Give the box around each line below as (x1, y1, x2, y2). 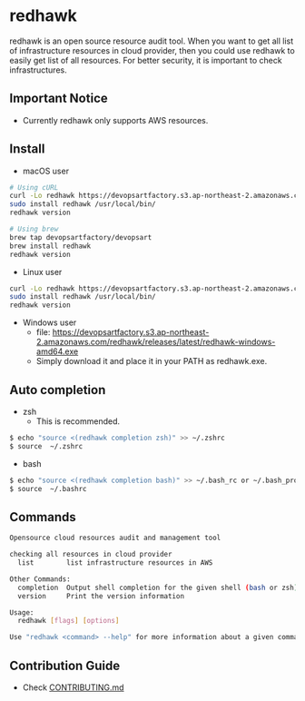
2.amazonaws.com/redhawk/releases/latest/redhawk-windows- (35, 337, 276, 348)
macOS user (22, 165, 70, 176)
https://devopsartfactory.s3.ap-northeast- (52, 327, 210, 338)
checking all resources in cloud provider (9, 550, 172, 559)
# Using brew (9, 224, 59, 234)
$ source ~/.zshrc (9, 441, 84, 450)
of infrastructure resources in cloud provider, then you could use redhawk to (9, 44, 295, 55)
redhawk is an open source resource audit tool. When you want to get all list (9, 35, 294, 46)
